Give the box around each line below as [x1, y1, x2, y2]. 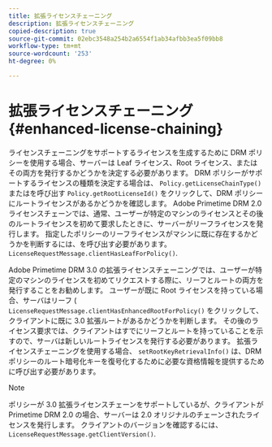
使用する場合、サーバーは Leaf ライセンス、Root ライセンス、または [29, 158, 258, 167]
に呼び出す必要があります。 [8, 367, 101, 376]
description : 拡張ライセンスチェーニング [8, 20, 135, 28]
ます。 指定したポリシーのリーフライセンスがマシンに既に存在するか [22, 228, 252, 238]
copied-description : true [8, 27, 96, 35]
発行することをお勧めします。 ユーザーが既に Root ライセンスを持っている [8, 285, 257, 295]
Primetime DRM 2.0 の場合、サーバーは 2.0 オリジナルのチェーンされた [8, 410, 246, 419]
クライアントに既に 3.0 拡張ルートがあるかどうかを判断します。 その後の [8, 315, 252, 325]
